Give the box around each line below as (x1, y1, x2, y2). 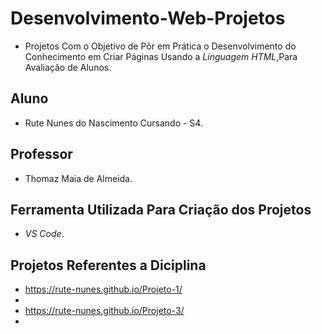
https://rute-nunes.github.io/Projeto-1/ (24, 283, 183, 296)
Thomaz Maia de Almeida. (24, 172, 133, 184)
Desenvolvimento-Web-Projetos (10, 7, 286, 30)
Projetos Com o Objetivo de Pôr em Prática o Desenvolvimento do (24, 40, 297, 52)
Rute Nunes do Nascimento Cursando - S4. (24, 117, 203, 129)
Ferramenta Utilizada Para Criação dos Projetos (10, 201, 312, 218)
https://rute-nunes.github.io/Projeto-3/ (24, 305, 185, 317)
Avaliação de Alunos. (24, 61, 112, 73)
